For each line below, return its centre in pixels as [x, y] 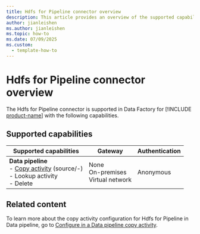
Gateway [110, 151]
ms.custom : [20, 45]
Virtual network [110, 179]
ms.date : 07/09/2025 [32, 39]
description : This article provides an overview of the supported [90, 17]
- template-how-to [35, 51]
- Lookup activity [33, 176]
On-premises [108, 172]
